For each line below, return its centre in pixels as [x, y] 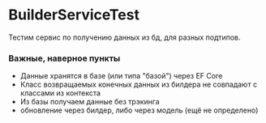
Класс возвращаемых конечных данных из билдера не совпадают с [139, 85]
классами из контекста [60, 93]
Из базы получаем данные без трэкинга [90, 102]
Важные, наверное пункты [64, 58]
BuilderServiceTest [74, 15]
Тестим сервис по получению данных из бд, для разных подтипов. [124, 37]
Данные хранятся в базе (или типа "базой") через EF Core [121, 76]
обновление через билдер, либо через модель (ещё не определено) [139, 110]
